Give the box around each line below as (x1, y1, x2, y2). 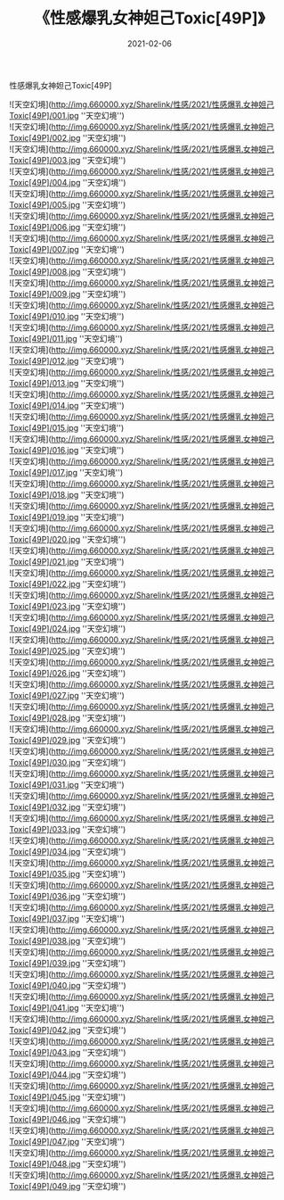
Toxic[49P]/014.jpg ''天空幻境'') (9, 400, 125, 410)
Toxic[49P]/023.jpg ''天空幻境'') (9, 600, 126, 611)
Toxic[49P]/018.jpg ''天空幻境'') (9, 489, 125, 500)
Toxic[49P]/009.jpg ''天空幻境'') (9, 288, 126, 299)
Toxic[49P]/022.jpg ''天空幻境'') (9, 578, 126, 589)
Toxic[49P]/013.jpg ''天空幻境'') (9, 377, 125, 388)
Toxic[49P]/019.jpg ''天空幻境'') (9, 511, 125, 522)
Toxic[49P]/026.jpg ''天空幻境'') (9, 667, 126, 678)
